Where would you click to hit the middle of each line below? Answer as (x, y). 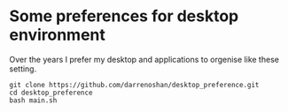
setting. (23, 69)
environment (58, 35)
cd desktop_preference (51, 93)
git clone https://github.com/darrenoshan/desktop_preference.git (134, 85)
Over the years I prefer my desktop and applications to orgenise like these (144, 59)
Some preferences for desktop (124, 16)
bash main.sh (33, 100)
